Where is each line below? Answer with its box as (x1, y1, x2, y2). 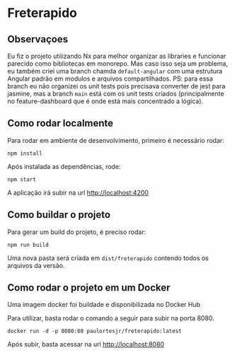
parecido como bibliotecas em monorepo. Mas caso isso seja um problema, (7, 59, 229, 68)
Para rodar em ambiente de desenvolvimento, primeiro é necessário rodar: (7, 136, 224, 144)
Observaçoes (7, 33, 69, 45)
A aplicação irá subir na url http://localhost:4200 (7, 188, 149, 197)
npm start (7, 175, 37, 183)
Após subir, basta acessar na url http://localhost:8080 (7, 340, 165, 349)
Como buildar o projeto (7, 209, 111, 221)
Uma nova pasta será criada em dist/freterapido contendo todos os (7, 253, 209, 262)
